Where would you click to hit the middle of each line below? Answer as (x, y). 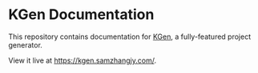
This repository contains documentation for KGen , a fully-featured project (129, 36)
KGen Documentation (81, 15)
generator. (25, 44)
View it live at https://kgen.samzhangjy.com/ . (83, 60)
